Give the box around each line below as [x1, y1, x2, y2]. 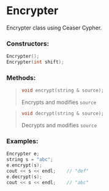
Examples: [6, 136, 39, 145]
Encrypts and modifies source [21, 99, 97, 106]
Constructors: [6, 39, 50, 48]
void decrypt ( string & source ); [21, 111, 104, 117]
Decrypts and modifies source [21, 122, 97, 129]
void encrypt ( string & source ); [21, 87, 104, 94]
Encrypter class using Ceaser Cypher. [6, 24, 102, 31]
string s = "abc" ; [6, 157, 53, 163]
